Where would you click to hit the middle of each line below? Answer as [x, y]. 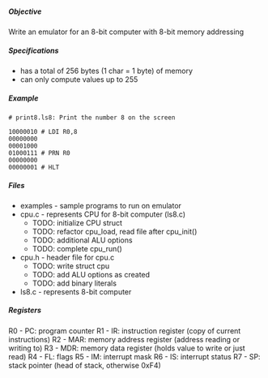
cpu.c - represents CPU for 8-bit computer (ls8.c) [103, 214]
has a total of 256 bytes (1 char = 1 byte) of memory [106, 71]
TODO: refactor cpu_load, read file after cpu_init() [115, 231]
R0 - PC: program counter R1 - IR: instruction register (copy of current [125, 331]
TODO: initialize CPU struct [77, 222]
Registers [25, 310]
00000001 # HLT [34, 167]
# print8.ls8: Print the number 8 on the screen [92, 118]
